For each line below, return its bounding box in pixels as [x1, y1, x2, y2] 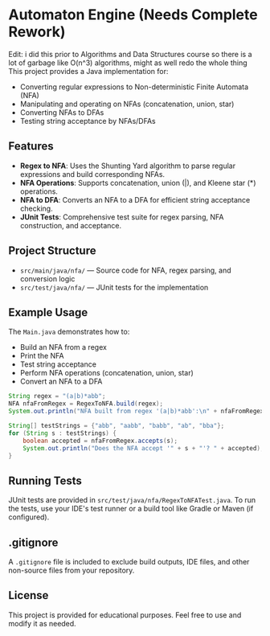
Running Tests [8, 474, 82, 487]
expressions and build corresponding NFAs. [19, 169, 166, 178]
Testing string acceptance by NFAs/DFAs [19, 116, 156, 125]
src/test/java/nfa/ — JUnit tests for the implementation [19, 282, 209, 292]
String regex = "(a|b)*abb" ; [8, 392, 106, 400]
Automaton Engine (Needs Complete [8, 6, 259, 24]
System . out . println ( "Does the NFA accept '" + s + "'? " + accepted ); [22, 444, 264, 452]
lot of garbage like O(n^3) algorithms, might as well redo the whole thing [8, 58, 247, 68]
